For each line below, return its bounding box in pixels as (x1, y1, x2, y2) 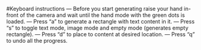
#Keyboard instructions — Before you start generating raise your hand (6, 5, 183, 12)
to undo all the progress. (6, 37, 68, 44)
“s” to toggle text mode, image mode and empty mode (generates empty (6, 24, 189, 31)
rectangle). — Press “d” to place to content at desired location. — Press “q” (6, 31, 195, 38)
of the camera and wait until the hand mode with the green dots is (19, 11, 185, 19)
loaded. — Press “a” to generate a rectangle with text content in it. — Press (6, 18, 195, 25)
